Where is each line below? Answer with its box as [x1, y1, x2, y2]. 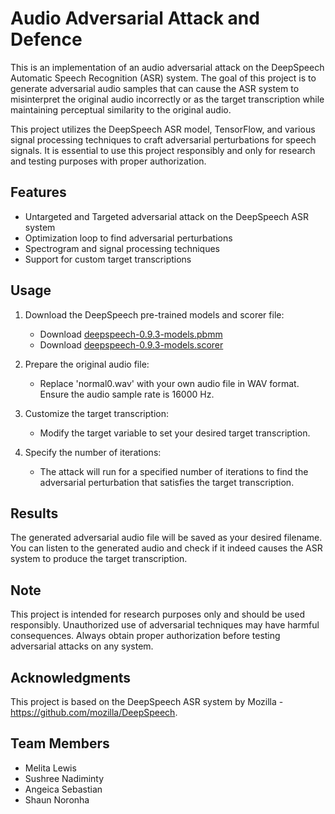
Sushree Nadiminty [24, 772, 105, 784]
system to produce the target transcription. [10, 553, 188, 565]
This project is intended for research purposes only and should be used [10, 608, 306, 621]
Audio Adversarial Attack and [10, 7, 260, 30]
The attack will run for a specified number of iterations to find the [39, 465, 309, 477]
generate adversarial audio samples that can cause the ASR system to [10, 82, 300, 94]
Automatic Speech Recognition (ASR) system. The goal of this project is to [10, 72, 317, 84]
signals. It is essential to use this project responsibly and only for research [10, 144, 316, 156]
